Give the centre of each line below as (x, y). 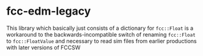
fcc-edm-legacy (49, 11)
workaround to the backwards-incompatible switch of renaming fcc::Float (101, 34)
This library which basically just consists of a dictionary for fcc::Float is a (100, 28)
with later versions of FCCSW (43, 47)
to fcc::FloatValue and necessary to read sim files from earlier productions (102, 41)
